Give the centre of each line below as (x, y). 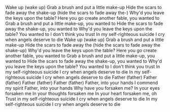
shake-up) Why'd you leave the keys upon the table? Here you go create (81, 50)
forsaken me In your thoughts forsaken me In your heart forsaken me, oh (81, 94)
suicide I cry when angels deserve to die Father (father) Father (92, 77)
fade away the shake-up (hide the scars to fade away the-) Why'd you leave (85, 13)
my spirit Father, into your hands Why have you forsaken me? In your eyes (82, 88)
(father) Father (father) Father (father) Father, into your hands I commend (82, 83)
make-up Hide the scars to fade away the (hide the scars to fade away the (83, 45)
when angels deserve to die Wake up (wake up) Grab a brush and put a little (84, 40)
